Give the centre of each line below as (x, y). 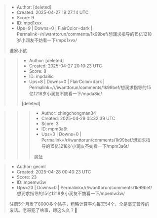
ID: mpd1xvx (29, 23)
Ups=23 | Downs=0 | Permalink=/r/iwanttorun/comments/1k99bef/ (84, 188)
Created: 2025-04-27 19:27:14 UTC (53, 12)
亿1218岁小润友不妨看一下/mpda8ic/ (65, 94)
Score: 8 (38, 71)
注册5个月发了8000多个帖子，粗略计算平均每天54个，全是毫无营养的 (79, 204)
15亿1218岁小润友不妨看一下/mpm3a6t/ (90, 146)
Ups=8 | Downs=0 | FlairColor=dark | (67, 82)
